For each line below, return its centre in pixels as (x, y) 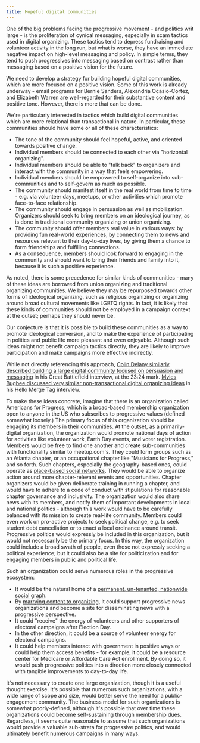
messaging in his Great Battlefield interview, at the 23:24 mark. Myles (91, 377)
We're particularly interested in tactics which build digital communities (92, 115)
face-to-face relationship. (46, 203)
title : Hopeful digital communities (51, 12)
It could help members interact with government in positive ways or (97, 646)
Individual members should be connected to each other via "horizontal (101, 152)
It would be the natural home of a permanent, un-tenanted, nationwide (101, 589)
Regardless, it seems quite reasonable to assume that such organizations (96, 721)
